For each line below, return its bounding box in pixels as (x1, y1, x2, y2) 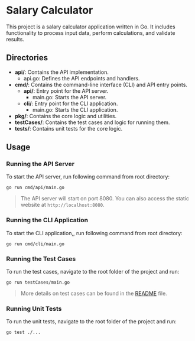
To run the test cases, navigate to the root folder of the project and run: (6, 268, 180, 275)
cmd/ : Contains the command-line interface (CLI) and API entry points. (14, 81, 188, 88)
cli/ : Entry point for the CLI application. (23, 100, 118, 107)
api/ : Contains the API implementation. (14, 69, 109, 76)
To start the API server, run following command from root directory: (6, 173, 170, 180)
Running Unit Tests (6, 304, 62, 313)
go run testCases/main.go (6, 280, 70, 285)
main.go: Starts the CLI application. (32, 106, 118, 113)
